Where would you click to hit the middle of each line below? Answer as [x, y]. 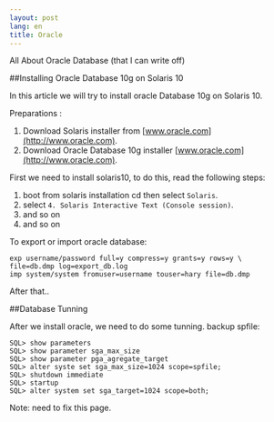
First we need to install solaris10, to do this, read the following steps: [137, 177]
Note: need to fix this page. [61, 408]
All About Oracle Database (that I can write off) [97, 61]
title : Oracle [36, 35]
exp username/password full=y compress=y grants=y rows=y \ [126, 259]
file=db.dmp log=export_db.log [69, 266]
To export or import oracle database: [78, 242]
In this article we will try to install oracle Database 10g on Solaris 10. [136, 95]
